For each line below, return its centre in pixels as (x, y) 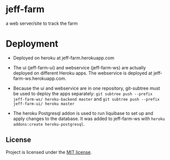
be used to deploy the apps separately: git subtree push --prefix (83, 93)
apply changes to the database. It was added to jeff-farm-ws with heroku (89, 118)
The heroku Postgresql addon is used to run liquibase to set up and (83, 113)
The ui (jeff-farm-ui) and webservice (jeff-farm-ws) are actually (79, 67)
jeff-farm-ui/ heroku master (44, 104)
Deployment (32, 44)
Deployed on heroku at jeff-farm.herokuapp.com (63, 58)
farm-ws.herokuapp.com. (40, 78)
